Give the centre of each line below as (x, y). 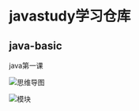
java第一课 (26, 65)
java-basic (36, 45)
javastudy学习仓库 (70, 16)
